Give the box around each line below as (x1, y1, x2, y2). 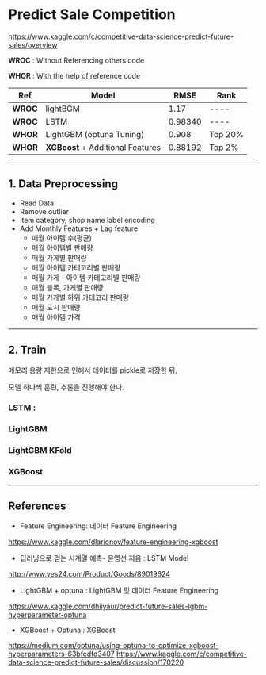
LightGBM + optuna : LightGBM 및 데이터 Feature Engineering (19, 585, 219, 596)
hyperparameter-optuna (8, 610, 87, 619)
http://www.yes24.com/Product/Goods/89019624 (8, 570, 170, 579)
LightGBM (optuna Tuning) (45, 128, 145, 140)
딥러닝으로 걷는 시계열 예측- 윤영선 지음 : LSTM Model (19, 554, 189, 563)
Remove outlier (19, 206, 70, 216)
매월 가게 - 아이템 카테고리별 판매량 (31, 272, 141, 282)
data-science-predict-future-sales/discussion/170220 (8, 658, 184, 667)
